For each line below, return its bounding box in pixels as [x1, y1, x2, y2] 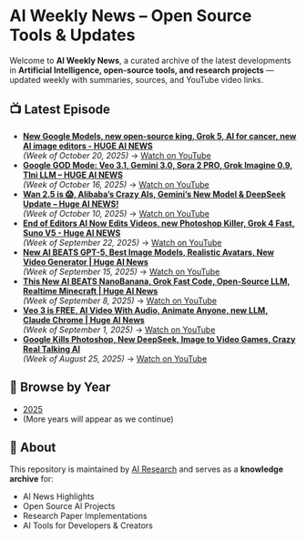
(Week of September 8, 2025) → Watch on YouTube [22, 295, 217, 306]
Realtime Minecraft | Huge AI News [22, 285, 158, 296]
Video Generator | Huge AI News [22, 256, 148, 267]
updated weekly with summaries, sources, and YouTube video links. [9, 74, 264, 85]
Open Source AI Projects [22, 501, 116, 512]
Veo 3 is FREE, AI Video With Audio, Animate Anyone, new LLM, [22, 304, 269, 315]
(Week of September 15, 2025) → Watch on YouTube [22, 266, 220, 277]
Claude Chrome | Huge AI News [22, 314, 146, 325]
